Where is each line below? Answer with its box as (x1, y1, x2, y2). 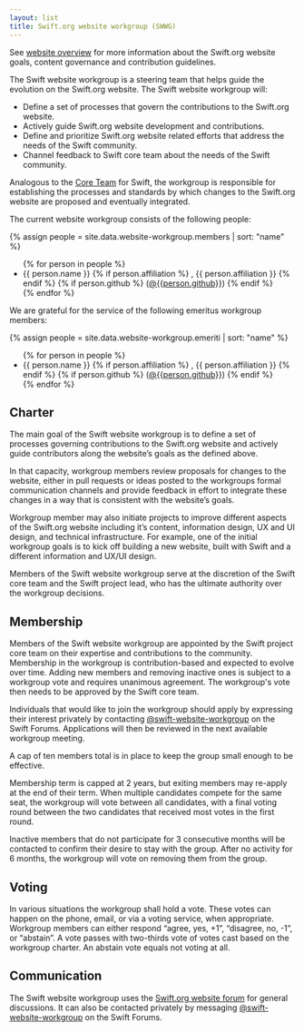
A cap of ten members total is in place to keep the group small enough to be (9, 751, 293, 762)
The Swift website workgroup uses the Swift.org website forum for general (9, 992, 289, 1003)
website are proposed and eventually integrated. (9, 196, 191, 207)
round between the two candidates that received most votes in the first (9, 807, 275, 818)
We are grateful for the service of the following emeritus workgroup (9, 305, 262, 316)
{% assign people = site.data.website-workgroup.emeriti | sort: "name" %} (9, 332, 289, 343)
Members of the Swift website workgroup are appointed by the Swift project (9, 638, 293, 649)
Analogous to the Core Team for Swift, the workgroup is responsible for (9, 176, 277, 187)
